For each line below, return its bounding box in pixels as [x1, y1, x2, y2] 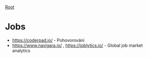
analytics [12, 47, 31, 53]
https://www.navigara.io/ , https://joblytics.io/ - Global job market [12, 42, 143, 48]
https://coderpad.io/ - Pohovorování [12, 37, 85, 43]
